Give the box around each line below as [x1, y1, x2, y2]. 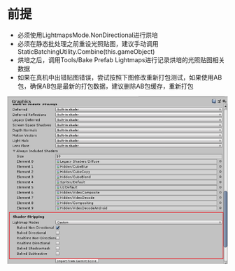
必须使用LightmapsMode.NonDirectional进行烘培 [17, 31, 159, 39]
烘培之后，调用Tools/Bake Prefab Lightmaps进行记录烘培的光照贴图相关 [17, 55, 225, 64]
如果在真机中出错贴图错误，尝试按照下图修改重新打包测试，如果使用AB [17, 73, 222, 81]
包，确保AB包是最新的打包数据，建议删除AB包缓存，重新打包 [17, 82, 194, 90]
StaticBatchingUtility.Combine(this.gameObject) [17, 47, 155, 56]
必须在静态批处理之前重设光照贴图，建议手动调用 [17, 39, 159, 47]
